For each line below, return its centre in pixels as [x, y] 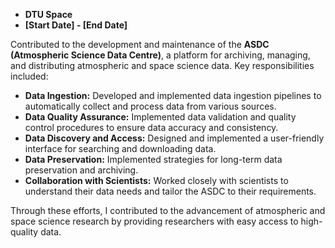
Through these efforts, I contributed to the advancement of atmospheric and [168, 210]
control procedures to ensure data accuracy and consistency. [151, 127]
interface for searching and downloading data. [120, 148]
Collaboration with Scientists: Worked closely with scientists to [156, 180]
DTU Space [48, 14]
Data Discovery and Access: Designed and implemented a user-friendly [174, 138]
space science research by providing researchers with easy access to [154, 221]
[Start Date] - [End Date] [76, 25]
